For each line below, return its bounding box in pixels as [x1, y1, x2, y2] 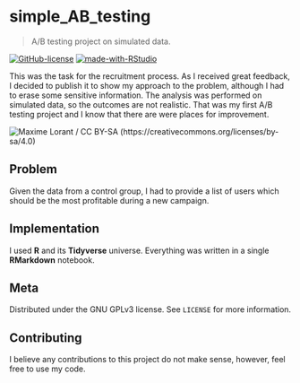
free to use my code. [9, 363, 87, 374]
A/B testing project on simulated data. [30, 36, 171, 47]
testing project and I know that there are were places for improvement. [9, 109, 270, 119]
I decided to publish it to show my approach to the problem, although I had [9, 80, 285, 91]
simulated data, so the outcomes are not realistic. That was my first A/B [9, 99, 273, 109]
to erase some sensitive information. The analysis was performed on [9, 90, 262, 100]
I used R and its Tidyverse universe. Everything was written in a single [9, 245, 270, 256]
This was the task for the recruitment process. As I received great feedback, [9, 70, 291, 82]
